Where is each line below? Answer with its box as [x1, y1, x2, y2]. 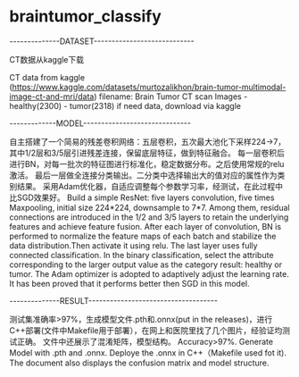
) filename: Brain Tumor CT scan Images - [93, 91, 248, 102]
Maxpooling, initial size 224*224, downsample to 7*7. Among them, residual [9, 202, 290, 213]
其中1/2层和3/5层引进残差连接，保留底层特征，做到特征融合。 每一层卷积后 [9, 147, 286, 158]
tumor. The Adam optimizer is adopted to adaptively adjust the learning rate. [9, 268, 290, 279]
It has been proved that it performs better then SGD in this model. [9, 278, 250, 289]
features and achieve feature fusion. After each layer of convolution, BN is [9, 221, 282, 231]
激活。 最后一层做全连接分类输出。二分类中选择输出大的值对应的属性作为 [9, 170, 278, 180]
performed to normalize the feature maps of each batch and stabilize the [9, 230, 277, 241]
